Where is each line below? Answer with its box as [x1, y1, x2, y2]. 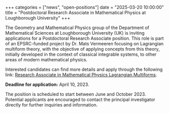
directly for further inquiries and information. [5, 102, 98, 107]
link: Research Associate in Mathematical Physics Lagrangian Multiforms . [5, 72, 157, 77]
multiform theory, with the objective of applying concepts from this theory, [5, 46, 160, 52]
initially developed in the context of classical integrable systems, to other [5, 51, 157, 57]
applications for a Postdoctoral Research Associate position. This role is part [5, 35, 164, 41]
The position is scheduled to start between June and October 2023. [5, 91, 146, 97]
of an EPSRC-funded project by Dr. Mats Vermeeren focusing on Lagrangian [5, 41, 164, 47]
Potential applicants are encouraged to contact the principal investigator [5, 96, 155, 102]
